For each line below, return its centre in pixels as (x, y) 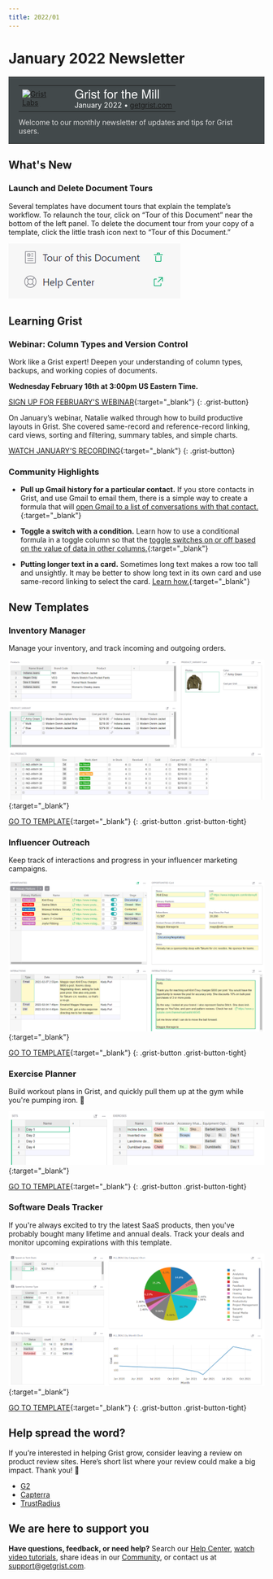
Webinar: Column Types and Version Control (98, 344)
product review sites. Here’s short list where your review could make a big (132, 1461)
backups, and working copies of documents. (83, 371)
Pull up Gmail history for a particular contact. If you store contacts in (137, 490)
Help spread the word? (67, 1433)
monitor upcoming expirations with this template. (90, 1242)
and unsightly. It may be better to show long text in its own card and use (141, 573)
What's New (40, 166)
